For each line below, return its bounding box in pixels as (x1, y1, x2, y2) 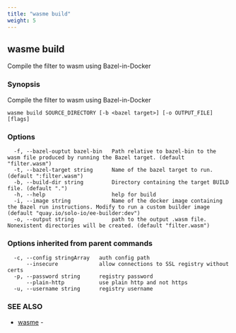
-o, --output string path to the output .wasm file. (13, 216, 207, 223)
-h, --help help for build (13, 191, 157, 198)
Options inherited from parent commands (7, 238, 153, 248)
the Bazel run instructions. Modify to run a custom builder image (7, 203, 211, 211)
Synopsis (7, 79, 40, 89)
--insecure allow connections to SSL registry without (25, 261, 230, 268)
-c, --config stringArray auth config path (13, 255, 151, 262)
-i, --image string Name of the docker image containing (13, 197, 223, 204)
